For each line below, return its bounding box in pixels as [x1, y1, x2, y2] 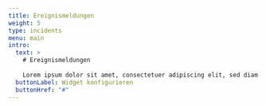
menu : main [8, 33, 45, 42]
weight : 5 [8, 19, 41, 27]
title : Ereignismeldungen [8, 11, 94, 20]
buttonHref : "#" [15, 85, 69, 94]
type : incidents [8, 26, 62, 34]
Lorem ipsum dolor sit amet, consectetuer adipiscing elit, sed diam [22, 71, 259, 79]
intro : [8, 41, 30, 49]
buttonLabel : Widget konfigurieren [15, 78, 134, 86]
